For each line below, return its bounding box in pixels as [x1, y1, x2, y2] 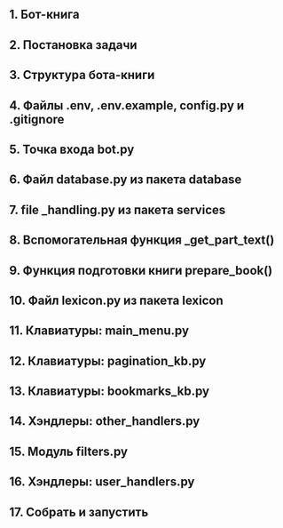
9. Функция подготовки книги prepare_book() [9, 262, 273, 278]
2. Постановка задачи [9, 37, 138, 52]
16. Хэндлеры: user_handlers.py [9, 475, 195, 490]
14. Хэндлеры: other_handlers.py [9, 413, 200, 429]
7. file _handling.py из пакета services [9, 202, 226, 217]
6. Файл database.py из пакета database [9, 172, 242, 188]
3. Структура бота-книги [9, 68, 155, 83]
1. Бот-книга [9, 7, 80, 22]
